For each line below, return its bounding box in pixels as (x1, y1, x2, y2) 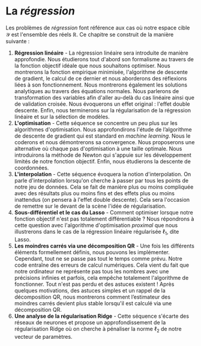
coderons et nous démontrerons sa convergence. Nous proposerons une (14, 138, 195, 145)
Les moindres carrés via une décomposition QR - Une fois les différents (14, 242, 194, 249)
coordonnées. (14, 164, 49, 171)
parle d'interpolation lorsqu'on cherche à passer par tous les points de (14, 177, 189, 184)
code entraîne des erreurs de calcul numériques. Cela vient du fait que (14, 261, 190, 269)
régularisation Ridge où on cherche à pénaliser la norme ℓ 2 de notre (14, 325, 182, 334)
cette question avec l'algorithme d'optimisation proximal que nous (14, 221, 178, 229)
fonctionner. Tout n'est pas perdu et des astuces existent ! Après (14, 281, 175, 288)
